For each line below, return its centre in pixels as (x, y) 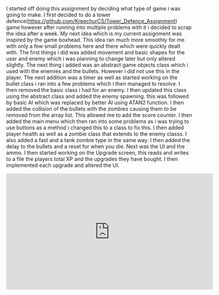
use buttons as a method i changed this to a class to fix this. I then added (95, 127)
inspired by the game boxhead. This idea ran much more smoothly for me (95, 40)
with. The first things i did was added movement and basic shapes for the (95, 52)
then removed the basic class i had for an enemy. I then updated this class (97, 90)
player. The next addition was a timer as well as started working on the (92, 77)
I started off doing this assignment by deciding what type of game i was (94, 9)
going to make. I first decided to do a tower (58, 15)
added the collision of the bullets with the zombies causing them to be (91, 109)
